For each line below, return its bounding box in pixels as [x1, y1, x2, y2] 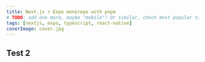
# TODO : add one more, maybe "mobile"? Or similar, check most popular [6, 14, 192, 20]
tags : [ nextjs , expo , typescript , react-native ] [6, 20, 132, 26]
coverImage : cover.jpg [6, 25, 64, 32]
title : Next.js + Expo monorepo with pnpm [6, 8, 116, 15]
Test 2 [6, 48, 31, 58]
